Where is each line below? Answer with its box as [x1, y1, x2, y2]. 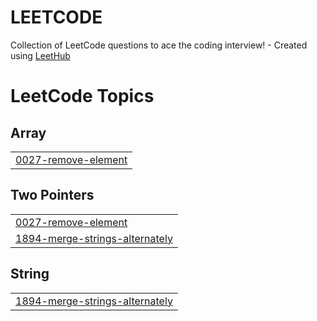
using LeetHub [10, 49, 71, 61]
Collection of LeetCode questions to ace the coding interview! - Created [10, 39, 308, 51]
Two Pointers [10, 187, 95, 204]
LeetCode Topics [10, 85, 155, 108]
